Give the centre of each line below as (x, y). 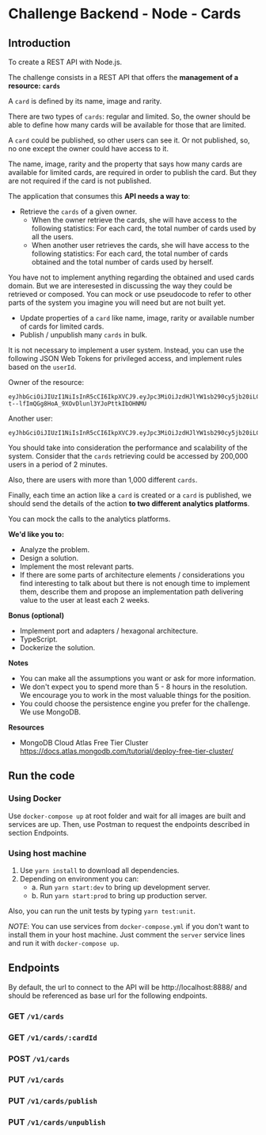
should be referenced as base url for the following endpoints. (108, 996)
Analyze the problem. (54, 550)
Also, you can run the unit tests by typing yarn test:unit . (102, 911)
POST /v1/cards (39, 1058)
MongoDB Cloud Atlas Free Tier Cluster (84, 743)
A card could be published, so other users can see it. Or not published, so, (129, 140)
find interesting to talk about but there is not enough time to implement (135, 583)
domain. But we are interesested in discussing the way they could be (120, 286)
